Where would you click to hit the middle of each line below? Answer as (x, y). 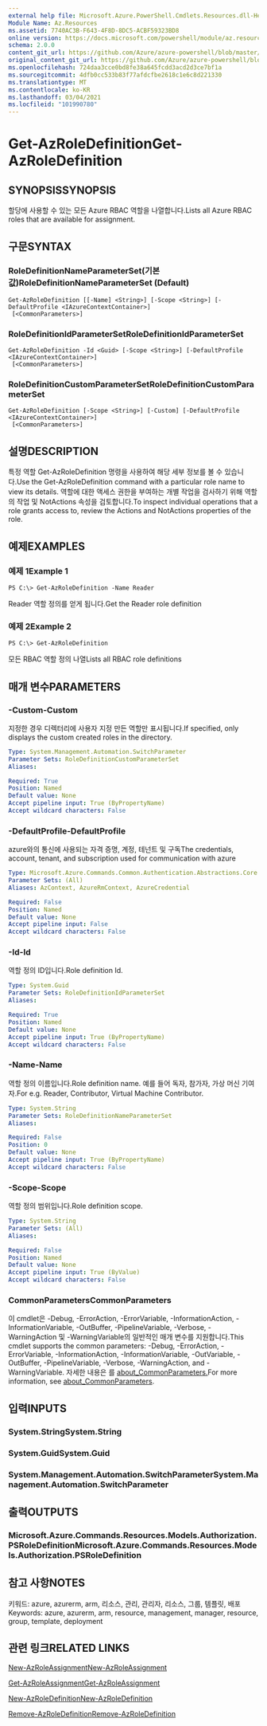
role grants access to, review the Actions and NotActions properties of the (130, 511)
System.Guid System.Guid (59, 1453)
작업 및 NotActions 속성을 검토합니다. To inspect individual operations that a (137, 502)
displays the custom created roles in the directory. (90, 737)
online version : (35, 38)
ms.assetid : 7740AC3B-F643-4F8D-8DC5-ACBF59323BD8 (94, 30)
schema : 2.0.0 (32, 45)
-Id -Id (20, 952)
